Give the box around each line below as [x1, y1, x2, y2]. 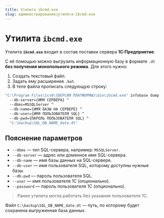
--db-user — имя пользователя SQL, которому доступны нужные [12, 163, 149, 169]
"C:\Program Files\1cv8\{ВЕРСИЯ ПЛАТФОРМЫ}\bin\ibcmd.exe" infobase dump [5, 93, 160, 98]
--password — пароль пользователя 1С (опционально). [12, 183, 126, 189]
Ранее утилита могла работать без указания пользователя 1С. [17, 193, 148, 199]
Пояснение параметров [5, 134, 82, 142]
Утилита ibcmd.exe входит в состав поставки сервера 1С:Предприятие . [5, 49, 156, 55]
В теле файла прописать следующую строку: [12, 84, 107, 90]
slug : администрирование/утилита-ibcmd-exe [5, 12, 96, 17]
